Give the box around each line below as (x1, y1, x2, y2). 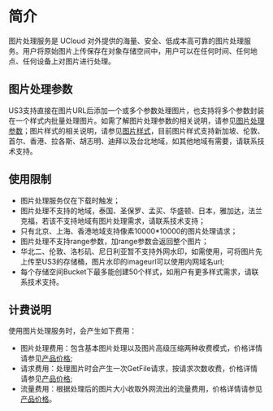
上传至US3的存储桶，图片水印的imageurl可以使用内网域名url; (19, 256, 225, 266)
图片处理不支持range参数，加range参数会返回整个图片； (19, 236, 210, 246)
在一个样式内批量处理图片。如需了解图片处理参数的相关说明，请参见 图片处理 (8, 116, 265, 125)
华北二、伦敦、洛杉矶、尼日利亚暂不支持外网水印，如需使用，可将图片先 (19, 246, 262, 256)
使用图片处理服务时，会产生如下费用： (8, 326, 136, 336)
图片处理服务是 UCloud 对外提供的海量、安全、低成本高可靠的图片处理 (8, 36, 245, 46)
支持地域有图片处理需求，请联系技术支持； (63, 216, 206, 225)
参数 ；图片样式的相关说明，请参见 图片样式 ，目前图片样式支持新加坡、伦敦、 (8, 125, 265, 135)
